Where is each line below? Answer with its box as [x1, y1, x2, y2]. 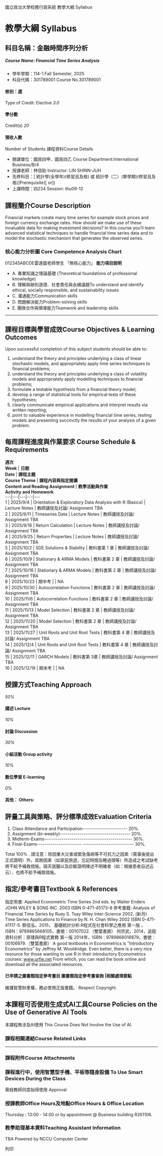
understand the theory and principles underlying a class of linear [12, 356, 142, 361]
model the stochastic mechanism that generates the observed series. [5, 235, 144, 241]
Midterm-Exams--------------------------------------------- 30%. [12, 836, 144, 842]
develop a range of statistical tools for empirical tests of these [12, 391, 136, 397]
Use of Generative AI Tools [5, 1008, 87, 1017]
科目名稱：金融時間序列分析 [5, 44, 88, 52]
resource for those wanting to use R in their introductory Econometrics [5, 951, 146, 957]
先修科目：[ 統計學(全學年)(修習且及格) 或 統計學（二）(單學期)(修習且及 [12, 174, 156, 180]
